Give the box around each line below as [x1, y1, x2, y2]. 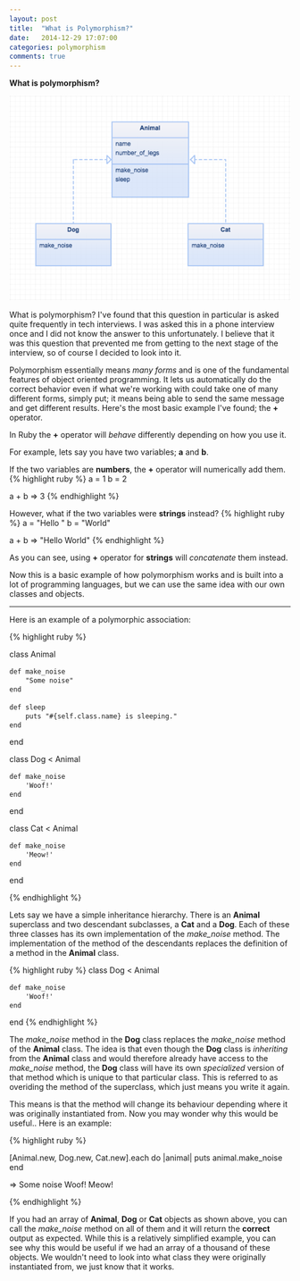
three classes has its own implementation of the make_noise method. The [9, 928, 280, 939]
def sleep [9, 702, 46, 712]
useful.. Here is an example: [9, 1118, 112, 1128]
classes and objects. [9, 588, 85, 599]
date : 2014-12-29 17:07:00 [9, 33, 118, 42]
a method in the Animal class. [9, 947, 120, 958]
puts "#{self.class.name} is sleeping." [25, 711, 178, 721]
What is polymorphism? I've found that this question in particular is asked [9, 309, 279, 320]
